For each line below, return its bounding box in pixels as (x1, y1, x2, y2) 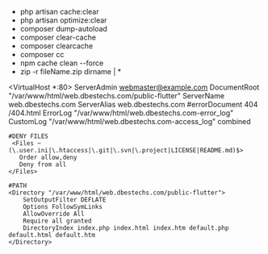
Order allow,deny (19, 153, 78, 161)
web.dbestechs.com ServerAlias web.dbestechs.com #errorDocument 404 (8, 100, 258, 109)
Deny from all (19, 160, 67, 169)
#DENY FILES (8, 132, 48, 140)
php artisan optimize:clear (19, 15, 107, 25)
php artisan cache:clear (19, 7, 99, 16)
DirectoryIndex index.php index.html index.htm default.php (23, 224, 229, 232)
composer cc (19, 50, 65, 59)
